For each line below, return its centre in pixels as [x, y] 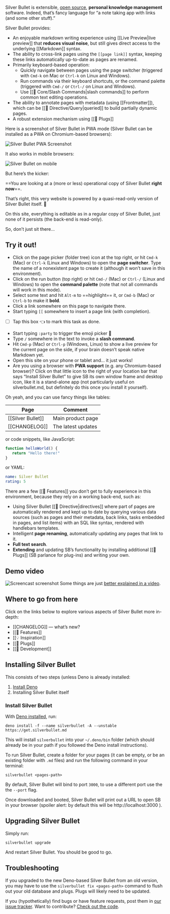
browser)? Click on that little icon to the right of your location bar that [85, 371]
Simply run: [17, 833]
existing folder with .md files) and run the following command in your [77, 760]
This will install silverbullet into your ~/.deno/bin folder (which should [80, 740]
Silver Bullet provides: [28, 28]
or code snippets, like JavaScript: [40, 439]
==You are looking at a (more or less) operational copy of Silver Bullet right [84, 183]
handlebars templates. [36, 528]
